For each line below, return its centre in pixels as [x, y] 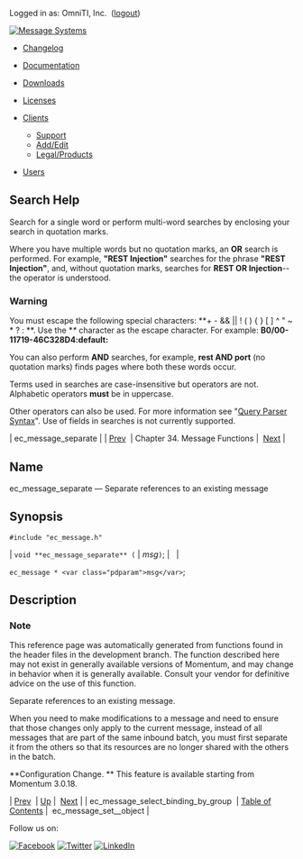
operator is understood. [67, 278]
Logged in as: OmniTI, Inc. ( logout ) [75, 13]
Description [43, 600]
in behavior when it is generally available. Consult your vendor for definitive [150, 674]
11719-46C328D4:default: [59, 340]
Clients [36, 118]
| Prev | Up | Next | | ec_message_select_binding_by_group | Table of [141, 801]
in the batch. [32, 757]
